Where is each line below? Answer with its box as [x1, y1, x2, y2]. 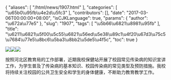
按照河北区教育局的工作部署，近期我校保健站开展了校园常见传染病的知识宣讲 [5, 57, 166, 62]
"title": [5, 26, 19, 32]
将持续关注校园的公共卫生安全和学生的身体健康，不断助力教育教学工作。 [5, 69, 157, 75]
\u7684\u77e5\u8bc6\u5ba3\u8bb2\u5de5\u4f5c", [5, 36, 112, 43]
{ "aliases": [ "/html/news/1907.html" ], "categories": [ [5, 5, 118, 10]
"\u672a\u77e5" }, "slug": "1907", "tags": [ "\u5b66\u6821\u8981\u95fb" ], [5, 20, 161, 26]
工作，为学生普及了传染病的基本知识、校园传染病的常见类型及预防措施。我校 [5, 63, 166, 69]
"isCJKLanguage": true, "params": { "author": [52, 15, 148, 21]
